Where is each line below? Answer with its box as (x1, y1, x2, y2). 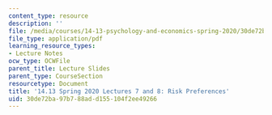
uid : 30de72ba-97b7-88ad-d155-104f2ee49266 (8, 95, 158, 103)
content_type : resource (8, 11, 89, 20)
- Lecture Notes (8, 49, 63, 57)
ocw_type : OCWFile (8, 57, 70, 66)
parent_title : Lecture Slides (8, 65, 111, 73)
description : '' (8, 19, 63, 28)
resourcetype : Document (8, 79, 89, 87)
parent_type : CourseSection (8, 72, 104, 80)
